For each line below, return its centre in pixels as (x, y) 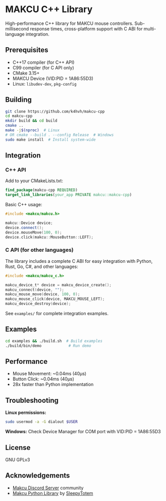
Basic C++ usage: (24, 205)
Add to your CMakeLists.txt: (34, 181)
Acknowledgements (38, 475)
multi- (150, 28)
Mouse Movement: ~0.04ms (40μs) (49, 374)
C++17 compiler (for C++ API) (43, 62)
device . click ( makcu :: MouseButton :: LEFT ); (49, 237)
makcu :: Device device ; (29, 223)
